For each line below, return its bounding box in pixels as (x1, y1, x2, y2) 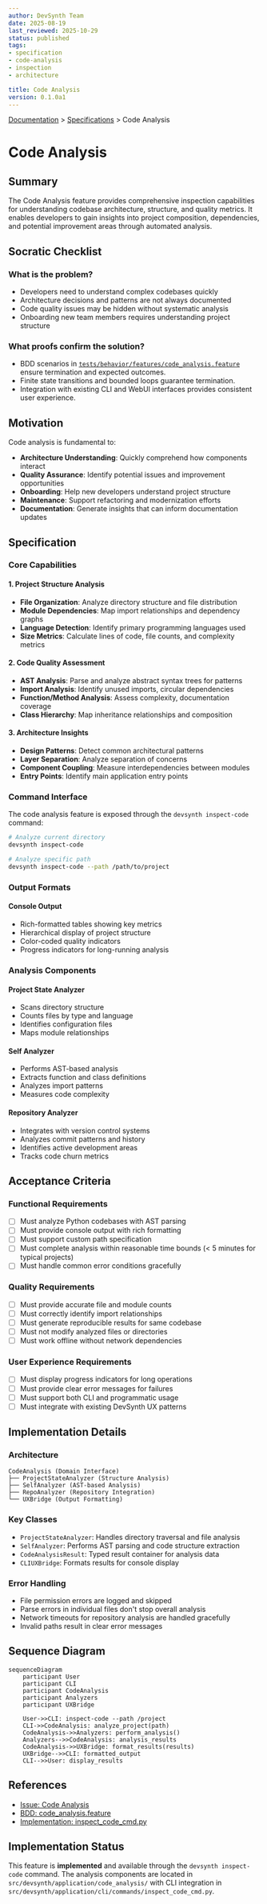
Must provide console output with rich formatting (19, 1226, 181, 1235)
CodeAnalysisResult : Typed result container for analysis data (19, 1549, 220, 1558)
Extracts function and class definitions (19, 1073, 146, 1082)
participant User (22, 1673, 81, 1681)
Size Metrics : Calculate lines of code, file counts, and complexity (19, 631, 235, 641)
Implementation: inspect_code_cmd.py (19, 1817, 148, 1826)
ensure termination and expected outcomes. (19, 367, 166, 377)
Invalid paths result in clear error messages (19, 1621, 163, 1630)
